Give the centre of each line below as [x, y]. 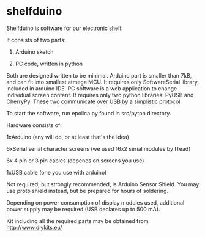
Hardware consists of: [34, 125]
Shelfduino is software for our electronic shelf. [65, 28]
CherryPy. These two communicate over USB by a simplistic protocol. [94, 101]
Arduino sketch [34, 52]
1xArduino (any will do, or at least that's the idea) [68, 137]
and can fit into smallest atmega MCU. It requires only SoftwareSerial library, [102, 82]
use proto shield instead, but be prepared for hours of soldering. [87, 191]
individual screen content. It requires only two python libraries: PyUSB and [100, 95]
